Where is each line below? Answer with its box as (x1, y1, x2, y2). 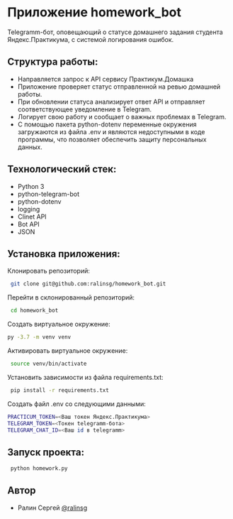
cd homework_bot (10, 307, 59, 315)
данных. (17, 143, 42, 151)
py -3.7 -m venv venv (7, 334, 72, 341)
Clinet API (17, 212, 47, 221)
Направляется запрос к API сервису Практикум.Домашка (17, 75, 194, 83)
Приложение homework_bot (7, 4, 182, 21)
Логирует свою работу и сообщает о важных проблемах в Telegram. (17, 112, 227, 121)
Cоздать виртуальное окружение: (7, 320, 111, 329)
